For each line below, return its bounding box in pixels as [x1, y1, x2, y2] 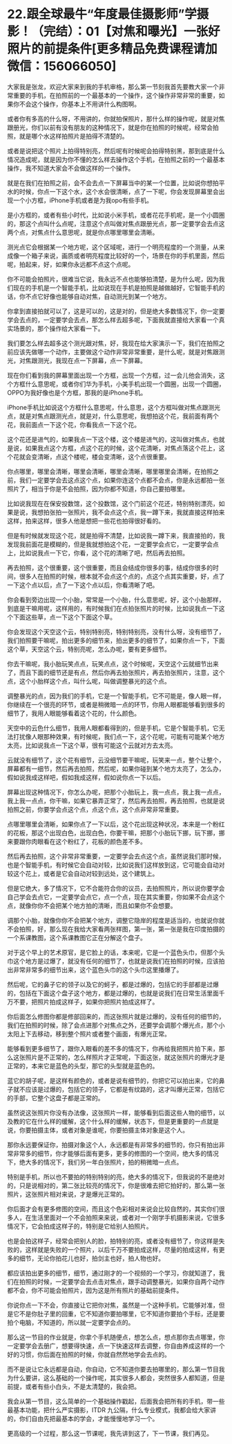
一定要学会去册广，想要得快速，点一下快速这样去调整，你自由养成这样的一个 [7, 1341, 225, 1350]
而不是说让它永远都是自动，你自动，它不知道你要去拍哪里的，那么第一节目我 [7, 1365, 225, 1373]
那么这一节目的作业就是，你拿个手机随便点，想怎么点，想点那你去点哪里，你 [7, 1332, 225, 1341]
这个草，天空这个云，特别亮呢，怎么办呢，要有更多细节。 [7, 645, 171, 653]
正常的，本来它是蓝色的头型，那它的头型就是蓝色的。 [7, 1061, 159, 1070]
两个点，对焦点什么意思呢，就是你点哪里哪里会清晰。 [7, 228, 159, 236]
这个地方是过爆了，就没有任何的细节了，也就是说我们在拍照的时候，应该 [12, 957, 219, 965]
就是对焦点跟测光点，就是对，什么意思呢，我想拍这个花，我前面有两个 [19, 412, 219, 420]
